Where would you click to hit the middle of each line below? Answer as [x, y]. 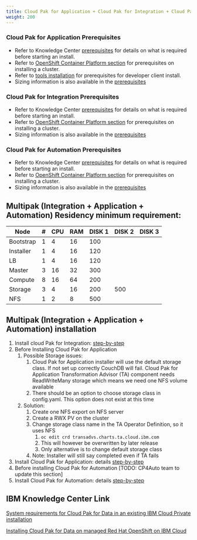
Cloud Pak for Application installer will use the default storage [107, 362]
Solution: [34, 405]
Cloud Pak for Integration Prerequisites [62, 96]
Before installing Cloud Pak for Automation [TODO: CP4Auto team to [97, 468]
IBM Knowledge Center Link [58, 499]
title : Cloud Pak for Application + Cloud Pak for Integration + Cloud [95, 11]
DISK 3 [150, 232]
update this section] [39, 474]
